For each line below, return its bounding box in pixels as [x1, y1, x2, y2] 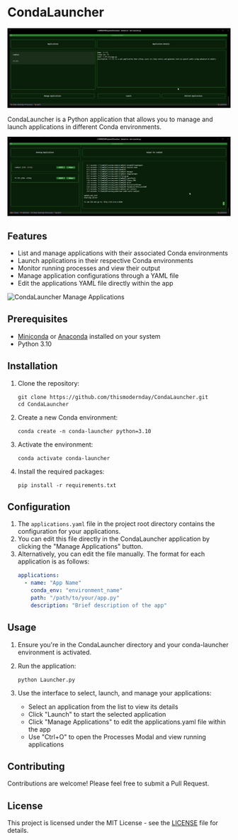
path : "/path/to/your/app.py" [30, 595, 120, 602]
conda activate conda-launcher [17, 454, 110, 461]
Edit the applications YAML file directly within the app [17, 279, 174, 288]
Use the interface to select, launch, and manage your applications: [17, 688, 212, 697]
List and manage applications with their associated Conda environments [17, 249, 228, 257]
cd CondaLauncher [17, 401, 69, 408]
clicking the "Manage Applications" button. [17, 542, 143, 551]
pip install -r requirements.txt [17, 481, 117, 489]
